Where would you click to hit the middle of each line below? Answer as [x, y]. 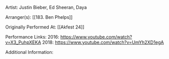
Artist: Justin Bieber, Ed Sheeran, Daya [46, 7]
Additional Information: [29, 52]
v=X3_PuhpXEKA [23, 42]
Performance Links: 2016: [33, 37]
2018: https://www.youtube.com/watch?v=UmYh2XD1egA [103, 42]
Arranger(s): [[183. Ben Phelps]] [39, 17]
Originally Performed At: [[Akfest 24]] [45, 27]
